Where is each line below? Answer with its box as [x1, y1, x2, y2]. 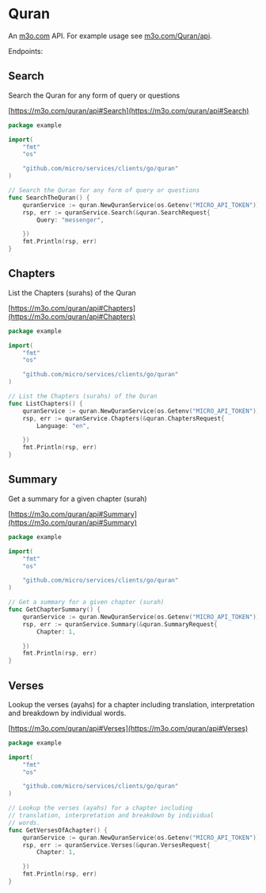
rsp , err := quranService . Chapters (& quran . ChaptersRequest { [22, 414, 225, 422]
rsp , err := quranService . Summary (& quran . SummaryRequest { [22, 620, 218, 628]
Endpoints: [8, 46, 44, 56]
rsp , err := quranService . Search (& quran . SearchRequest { [22, 208, 211, 217]
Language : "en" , [36, 421, 90, 429]
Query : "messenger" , [36, 216, 104, 224]
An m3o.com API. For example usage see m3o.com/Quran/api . [8, 31, 212, 40]
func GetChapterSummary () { [8, 606, 101, 614]
